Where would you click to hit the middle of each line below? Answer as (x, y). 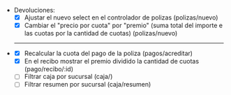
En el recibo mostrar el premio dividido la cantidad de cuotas (112, 61)
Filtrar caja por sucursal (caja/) (68, 77)
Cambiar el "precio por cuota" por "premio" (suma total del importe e (124, 25)
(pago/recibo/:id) (49, 69)
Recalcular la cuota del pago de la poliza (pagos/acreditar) (109, 53)
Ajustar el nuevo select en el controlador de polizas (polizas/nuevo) (121, 17)
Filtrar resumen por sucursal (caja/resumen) (88, 85)
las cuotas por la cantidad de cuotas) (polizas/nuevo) (101, 34)
